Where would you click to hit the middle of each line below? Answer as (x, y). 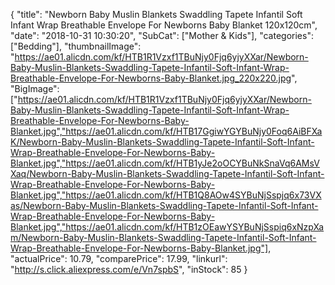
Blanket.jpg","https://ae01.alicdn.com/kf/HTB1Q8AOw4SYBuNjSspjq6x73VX (166, 195)
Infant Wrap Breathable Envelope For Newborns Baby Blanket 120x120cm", (164, 25)
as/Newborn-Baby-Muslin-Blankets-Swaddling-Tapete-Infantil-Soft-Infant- (164, 205)
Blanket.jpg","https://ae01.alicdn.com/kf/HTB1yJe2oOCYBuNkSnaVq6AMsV (165, 163)
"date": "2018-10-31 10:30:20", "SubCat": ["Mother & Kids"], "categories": (162, 35)
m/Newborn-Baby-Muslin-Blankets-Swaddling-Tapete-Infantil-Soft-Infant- (163, 237)
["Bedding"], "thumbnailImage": (76, 46)
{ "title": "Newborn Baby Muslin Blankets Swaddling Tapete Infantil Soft (156, 14)
